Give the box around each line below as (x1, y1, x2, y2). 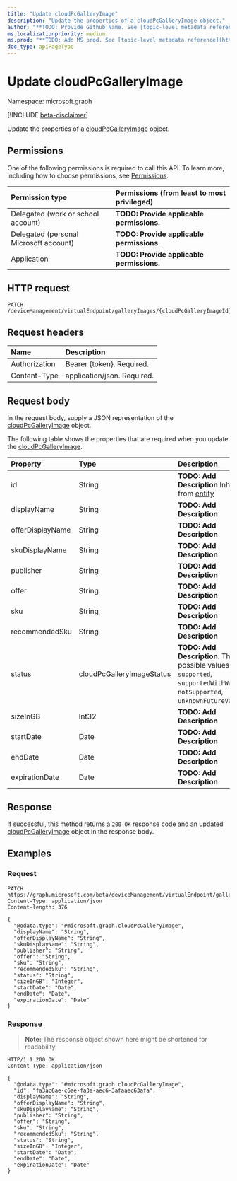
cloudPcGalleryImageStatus (78, 669, 171, 679)
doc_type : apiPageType (7, 43, 74, 50)
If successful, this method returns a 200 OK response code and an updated (7, 820, 224, 828)
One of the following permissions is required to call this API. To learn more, (7, 163, 225, 172)
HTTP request (7, 282, 71, 294)
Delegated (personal (11, 229, 79, 239)
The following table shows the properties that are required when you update (7, 435, 229, 443)
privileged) (115, 197, 154, 206)
